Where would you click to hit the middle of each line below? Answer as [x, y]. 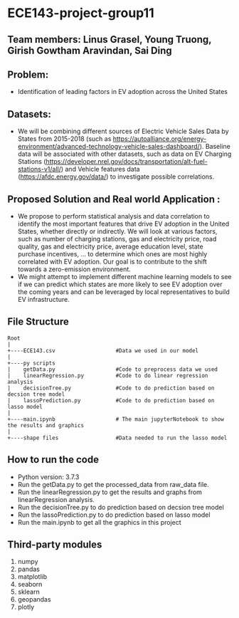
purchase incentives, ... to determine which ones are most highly [112, 254]
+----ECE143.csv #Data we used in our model [103, 350]
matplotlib [32, 577]
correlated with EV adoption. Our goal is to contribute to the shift [112, 262]
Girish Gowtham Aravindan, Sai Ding [90, 50]
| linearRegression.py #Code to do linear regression [108, 375]
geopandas [34, 599]
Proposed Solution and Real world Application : [114, 199]
